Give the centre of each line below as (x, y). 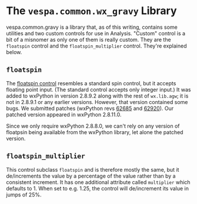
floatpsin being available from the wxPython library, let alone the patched (95, 132)
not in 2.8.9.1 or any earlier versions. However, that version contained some (97, 102)
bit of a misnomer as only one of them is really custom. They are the (89, 39)
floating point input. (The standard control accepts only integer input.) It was (98, 89)
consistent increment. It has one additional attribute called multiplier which (98, 182)
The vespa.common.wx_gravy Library (91, 11)
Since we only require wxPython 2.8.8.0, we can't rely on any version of (93, 126)
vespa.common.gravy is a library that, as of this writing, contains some (92, 27)
